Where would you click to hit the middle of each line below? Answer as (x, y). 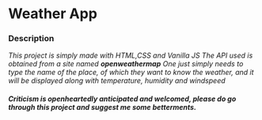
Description (31, 39)
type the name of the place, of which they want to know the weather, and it (131, 73)
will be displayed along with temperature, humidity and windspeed (117, 81)
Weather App (53, 14)
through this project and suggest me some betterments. (102, 107)
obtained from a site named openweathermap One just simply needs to (126, 64)
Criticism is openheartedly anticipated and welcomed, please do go (122, 99)
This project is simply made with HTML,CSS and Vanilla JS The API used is (131, 55)
